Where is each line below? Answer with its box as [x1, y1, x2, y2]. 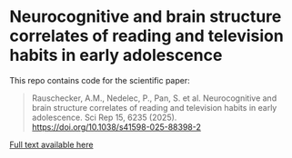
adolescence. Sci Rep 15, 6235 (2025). [31, 112, 177, 123]
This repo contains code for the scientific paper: [9, 74, 190, 85]
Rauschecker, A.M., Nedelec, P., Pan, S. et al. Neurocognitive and [31, 93, 277, 104]
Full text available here [9, 139, 94, 150]
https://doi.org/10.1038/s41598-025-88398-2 [31, 121, 202, 133]
